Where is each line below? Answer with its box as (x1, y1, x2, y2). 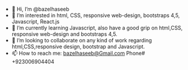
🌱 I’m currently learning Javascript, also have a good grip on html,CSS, (11, 24, 183, 31)
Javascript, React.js (11, 18, 60, 25)
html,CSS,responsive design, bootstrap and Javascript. (11, 43, 145, 50)
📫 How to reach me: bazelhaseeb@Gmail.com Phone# (11, 50, 145, 56)
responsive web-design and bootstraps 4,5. (11, 31, 117, 38)
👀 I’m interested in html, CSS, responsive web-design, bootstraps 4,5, (11, 12, 180, 19)
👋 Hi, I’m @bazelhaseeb (11, 6, 69, 12)
